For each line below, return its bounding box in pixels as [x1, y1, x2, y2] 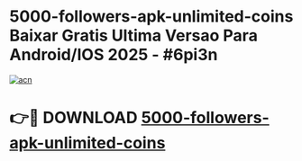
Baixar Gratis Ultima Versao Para [9, 25, 259, 46]
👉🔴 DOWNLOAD [9, 108, 138, 128]
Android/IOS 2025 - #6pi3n [9, 45, 218, 65]
